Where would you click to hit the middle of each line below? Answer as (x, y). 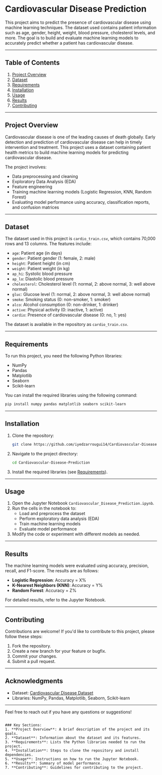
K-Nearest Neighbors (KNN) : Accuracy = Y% (57, 585)
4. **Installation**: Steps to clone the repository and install (72, 750)
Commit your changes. (34, 656)
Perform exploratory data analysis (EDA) (59, 519)
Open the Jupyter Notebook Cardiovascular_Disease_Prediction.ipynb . (83, 503)
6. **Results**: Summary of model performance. (54, 763)
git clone (22, 444)
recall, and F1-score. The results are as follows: (52, 571)
